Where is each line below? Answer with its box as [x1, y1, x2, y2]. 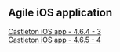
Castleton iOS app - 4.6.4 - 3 [8, 26, 102, 36]
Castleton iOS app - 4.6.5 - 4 [8, 35, 101, 44]
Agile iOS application [8, 6, 113, 19]
